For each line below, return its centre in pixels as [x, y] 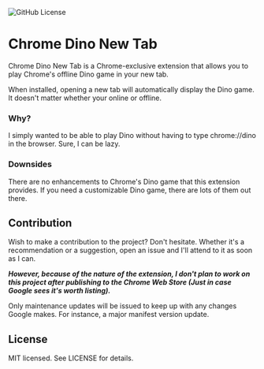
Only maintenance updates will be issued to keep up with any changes [123, 306]
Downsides [30, 164]
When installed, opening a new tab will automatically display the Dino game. [131, 89]
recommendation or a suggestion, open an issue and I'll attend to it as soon [130, 250]
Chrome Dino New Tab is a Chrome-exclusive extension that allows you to [128, 65]
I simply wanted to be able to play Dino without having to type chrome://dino [132, 136]
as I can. [22, 259]
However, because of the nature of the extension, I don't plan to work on [129, 274]
